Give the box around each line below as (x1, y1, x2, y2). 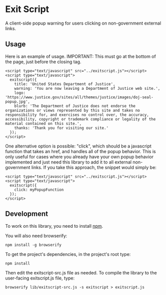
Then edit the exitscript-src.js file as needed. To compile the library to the (5, 269, 157, 275)
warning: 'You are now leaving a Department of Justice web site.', (14, 86, 160, 91)
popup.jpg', (5, 99, 30, 104)
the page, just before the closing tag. (5, 59, 82, 65)
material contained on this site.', (5, 121, 82, 126)
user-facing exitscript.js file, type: (5, 275, 75, 281)
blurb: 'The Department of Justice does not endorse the (14, 103, 136, 108)
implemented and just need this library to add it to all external (5, 159, 132, 165)
